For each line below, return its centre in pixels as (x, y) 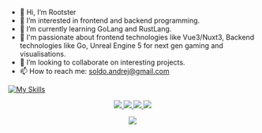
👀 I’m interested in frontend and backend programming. (110, 20)
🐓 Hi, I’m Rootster (48, 12)
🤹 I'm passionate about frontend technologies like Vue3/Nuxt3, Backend (137, 37)
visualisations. (43, 54)
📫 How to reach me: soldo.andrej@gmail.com (94, 71)
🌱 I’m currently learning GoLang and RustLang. (95, 29)
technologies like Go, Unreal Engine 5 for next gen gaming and (121, 46)
